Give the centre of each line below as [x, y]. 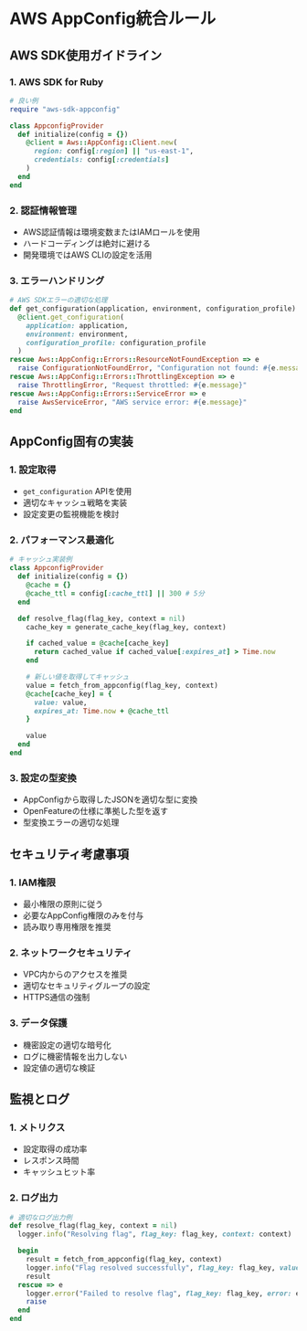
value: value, [61, 702]
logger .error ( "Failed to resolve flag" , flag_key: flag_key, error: [159, 1294]
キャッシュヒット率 [59, 1172]
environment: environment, [77, 334]
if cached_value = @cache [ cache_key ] [98, 644]
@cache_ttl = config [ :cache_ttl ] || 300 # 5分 [116, 593]
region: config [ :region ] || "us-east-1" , [114, 152]
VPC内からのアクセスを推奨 [75, 975]
